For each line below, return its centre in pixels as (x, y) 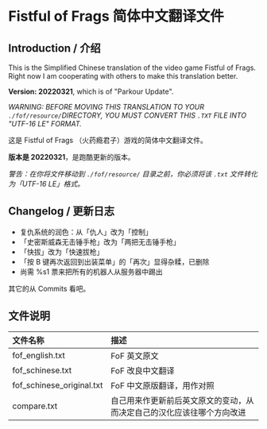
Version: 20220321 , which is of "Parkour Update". (91, 91)
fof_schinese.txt (42, 370)
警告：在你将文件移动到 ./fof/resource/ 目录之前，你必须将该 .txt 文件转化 (133, 174)
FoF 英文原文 (135, 356)
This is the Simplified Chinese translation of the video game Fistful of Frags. (132, 68)
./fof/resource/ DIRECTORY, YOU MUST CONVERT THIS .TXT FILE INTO (128, 115)
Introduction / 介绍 (54, 48)
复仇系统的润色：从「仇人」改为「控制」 (86, 232)
